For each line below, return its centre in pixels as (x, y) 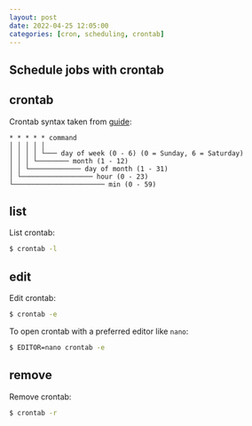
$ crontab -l (33, 249)
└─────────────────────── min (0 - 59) (83, 184)
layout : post (33, 17)
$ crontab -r (33, 413)
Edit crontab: (32, 298)
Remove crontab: (40, 397)
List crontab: (32, 233)
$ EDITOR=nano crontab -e (57, 347)
